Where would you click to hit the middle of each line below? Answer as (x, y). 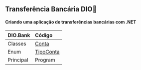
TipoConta (47, 51)
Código (44, 35)
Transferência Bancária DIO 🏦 (51, 9)
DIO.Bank (19, 35)
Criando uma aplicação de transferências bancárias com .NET (71, 22)
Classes (17, 43)
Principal (18, 59)
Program (45, 59)
